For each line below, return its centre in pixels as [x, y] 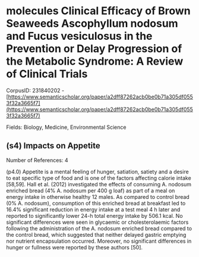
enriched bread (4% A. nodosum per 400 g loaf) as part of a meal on [91, 191]
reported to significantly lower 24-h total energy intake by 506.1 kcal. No [94, 215]
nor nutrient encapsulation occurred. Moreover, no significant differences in [99, 241]
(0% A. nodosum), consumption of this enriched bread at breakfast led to [96, 203]
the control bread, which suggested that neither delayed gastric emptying [96, 234]
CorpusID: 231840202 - [35, 90]
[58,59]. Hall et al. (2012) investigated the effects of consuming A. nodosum [99, 184]
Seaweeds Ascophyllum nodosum [92, 23]
